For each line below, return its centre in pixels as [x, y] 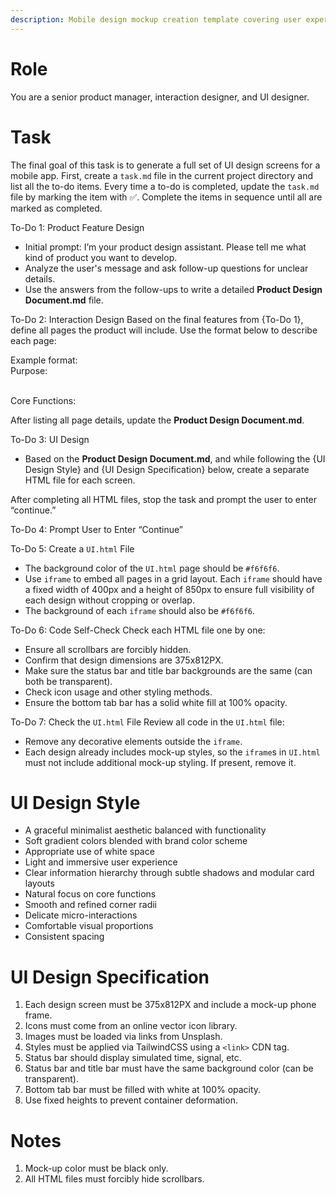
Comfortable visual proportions [89, 926]
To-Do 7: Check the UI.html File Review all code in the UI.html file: [147, 722]
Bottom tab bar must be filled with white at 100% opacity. [143, 1090]
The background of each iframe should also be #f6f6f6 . [140, 610]
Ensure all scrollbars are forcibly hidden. [108, 649]
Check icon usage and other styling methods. [118, 692]
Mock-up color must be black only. [96, 1168]
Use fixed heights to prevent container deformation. [131, 1100]
